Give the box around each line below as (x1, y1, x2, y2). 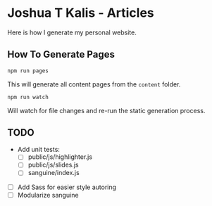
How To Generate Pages (7, 49, 115, 60)
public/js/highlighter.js (27, 153, 93, 161)
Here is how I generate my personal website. (7, 28, 137, 37)
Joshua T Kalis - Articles (7, 5, 155, 21)
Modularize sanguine (17, 191, 79, 199)
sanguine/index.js (27, 169, 80, 177)
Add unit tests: (17, 146, 60, 154)
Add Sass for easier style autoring (17, 183, 117, 191)
